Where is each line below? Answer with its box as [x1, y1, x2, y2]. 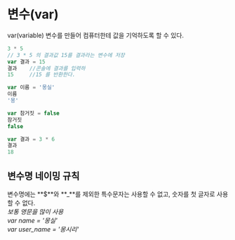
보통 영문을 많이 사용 [7, 208, 64, 215]
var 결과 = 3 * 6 [7, 135, 55, 143]
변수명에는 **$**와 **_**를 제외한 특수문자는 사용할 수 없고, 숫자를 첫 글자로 [7, 190, 215, 198]
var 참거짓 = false [7, 110, 60, 117]
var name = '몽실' [7, 216, 58, 225]
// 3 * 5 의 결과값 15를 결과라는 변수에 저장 [7, 51, 125, 58]
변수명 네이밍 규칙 [7, 170, 80, 182]
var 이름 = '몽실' [7, 84, 55, 91]
